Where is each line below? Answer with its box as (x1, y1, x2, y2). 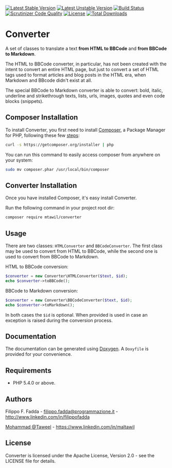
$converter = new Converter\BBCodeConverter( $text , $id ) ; (5, 298, 132, 303)
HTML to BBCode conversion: (5, 264, 68, 270)
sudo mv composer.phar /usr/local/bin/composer (5, 167, 110, 172)
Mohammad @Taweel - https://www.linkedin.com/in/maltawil (5, 424, 135, 430)
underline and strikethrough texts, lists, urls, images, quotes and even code (5, 93, 165, 99)
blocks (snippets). (5, 98, 44, 104)
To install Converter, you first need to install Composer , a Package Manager (5, 127, 166, 133)
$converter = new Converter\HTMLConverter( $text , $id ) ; (5, 273, 128, 279)
